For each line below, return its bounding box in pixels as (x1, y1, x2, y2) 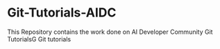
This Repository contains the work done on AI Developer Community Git (7, 28, 213, 36)
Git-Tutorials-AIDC (7, 5, 117, 21)
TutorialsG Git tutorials (7, 35, 71, 43)
